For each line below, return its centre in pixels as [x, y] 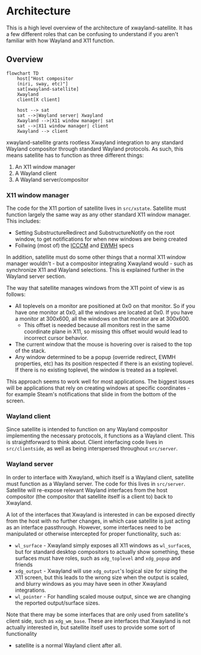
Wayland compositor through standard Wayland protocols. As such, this [95, 149]
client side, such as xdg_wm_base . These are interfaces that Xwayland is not [98, 621]
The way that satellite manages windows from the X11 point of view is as [95, 288]
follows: [16, 294]
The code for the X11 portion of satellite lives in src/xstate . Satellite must [96, 208]
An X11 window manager [45, 167]
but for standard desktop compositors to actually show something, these [105, 552]
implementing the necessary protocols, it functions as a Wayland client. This [100, 436]
